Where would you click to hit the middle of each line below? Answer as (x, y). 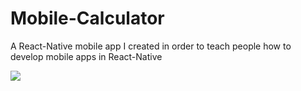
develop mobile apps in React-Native (86, 56)
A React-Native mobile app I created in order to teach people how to (151, 46)
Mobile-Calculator (87, 18)
